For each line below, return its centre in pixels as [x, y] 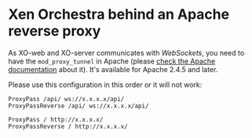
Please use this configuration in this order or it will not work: [105, 85]
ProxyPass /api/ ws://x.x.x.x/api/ [66, 99]
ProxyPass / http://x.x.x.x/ [56, 119]
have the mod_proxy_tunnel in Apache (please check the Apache [112, 61]
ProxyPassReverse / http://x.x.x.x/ [68, 126]
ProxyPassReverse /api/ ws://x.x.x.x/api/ [79, 106]
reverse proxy [55, 31]
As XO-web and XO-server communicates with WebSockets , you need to [126, 53]
